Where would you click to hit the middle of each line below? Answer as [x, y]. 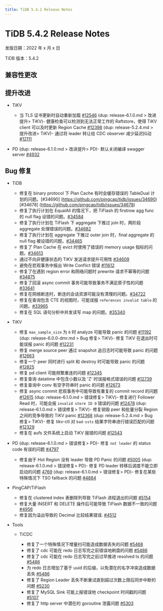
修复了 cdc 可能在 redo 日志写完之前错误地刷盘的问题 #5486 [87, 550]
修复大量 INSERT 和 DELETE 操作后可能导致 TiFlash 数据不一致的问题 [88, 504]
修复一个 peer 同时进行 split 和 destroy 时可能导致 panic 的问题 [82, 362]
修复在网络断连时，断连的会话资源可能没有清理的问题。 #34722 [82, 294]
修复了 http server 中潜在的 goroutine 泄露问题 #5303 [80, 603]
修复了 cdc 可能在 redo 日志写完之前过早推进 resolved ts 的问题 [90, 556]
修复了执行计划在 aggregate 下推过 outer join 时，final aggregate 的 [87, 235]
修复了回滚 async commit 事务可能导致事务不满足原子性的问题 [81, 283]
